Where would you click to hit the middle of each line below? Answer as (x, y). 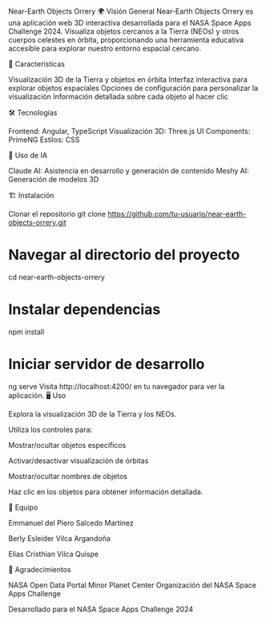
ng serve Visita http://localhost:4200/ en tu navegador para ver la (117, 386)
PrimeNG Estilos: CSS (44, 140)
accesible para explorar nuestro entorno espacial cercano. (105, 48)
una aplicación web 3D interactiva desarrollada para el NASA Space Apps (130, 23)
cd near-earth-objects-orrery (57, 277)
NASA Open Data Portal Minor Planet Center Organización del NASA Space (132, 585)
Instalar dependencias (85, 309)
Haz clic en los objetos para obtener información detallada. (106, 491)
